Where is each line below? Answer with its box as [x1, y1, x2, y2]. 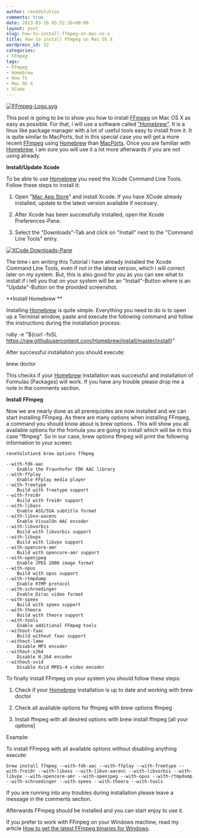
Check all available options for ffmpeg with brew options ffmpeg [14, 704, 172, 711]
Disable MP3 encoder [17, 643, 68, 649]
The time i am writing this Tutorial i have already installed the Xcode [6, 258, 172, 265]
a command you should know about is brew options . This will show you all [6, 420, 189, 427]
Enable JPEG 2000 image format [17, 560, 94, 566]
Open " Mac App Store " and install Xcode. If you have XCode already [14, 193, 182, 200]
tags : [6, 58, 20, 64]
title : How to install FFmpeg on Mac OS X [6, 36, 113, 42]
